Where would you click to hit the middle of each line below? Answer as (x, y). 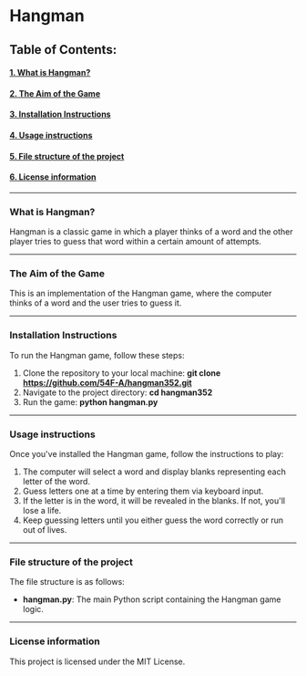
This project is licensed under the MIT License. (97, 661)
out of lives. (45, 529)
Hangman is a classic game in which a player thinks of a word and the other (151, 232)
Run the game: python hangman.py (90, 401)
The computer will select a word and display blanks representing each (154, 472)
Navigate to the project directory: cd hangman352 (117, 392)
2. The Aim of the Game (55, 93)
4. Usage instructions (51, 135)
